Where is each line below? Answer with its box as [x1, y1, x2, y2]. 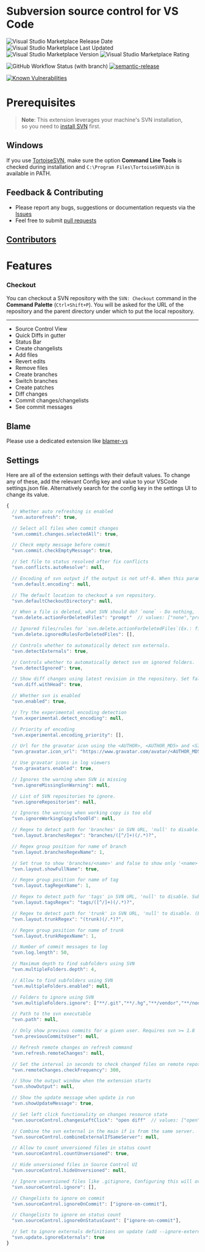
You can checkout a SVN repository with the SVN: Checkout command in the [6, 295, 197, 302]
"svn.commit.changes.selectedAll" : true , [12, 531, 119, 537]
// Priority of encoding [12, 726, 75, 733]
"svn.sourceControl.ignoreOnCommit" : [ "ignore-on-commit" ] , [12, 1201, 168, 1207]
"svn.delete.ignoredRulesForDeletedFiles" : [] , [12, 632, 135, 638]
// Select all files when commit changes [12, 525, 119, 531]
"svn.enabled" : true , [12, 698, 67, 704]
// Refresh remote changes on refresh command [12, 1044, 132, 1050]
